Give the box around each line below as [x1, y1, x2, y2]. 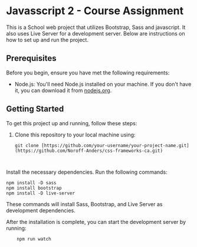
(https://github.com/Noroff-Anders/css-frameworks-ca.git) [14, 148, 163, 154]
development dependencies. [6, 207, 75, 214]
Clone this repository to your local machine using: [14, 131, 136, 138]
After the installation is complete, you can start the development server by [6, 218, 186, 225]
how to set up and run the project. [6, 36, 88, 43]
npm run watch [17, 236, 51, 242]
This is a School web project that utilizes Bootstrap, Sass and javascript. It [6, 24, 186, 31]
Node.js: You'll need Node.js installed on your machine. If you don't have [14, 80, 192, 87]
